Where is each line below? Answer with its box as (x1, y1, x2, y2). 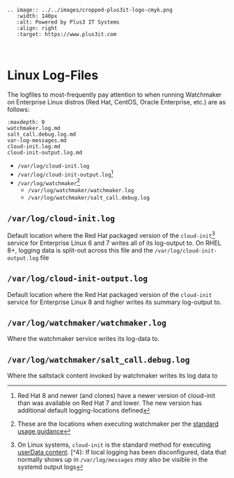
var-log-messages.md (7, 136, 68, 144)
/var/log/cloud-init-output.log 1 (17, 168, 114, 178)
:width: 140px (16, 13, 58, 19)
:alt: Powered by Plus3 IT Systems (16, 19, 120, 26)
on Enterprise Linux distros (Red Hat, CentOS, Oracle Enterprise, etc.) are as (7, 97, 226, 106)
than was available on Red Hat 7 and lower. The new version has (17, 399, 202, 407)
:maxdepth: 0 (7, 118, 45, 125)
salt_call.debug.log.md (7, 131, 77, 138)
